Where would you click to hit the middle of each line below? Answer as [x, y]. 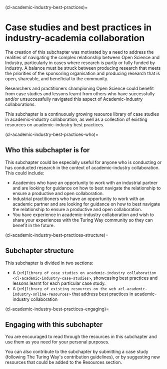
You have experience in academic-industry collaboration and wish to [83, 215]
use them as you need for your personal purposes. [57, 342]
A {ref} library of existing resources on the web [64, 288]
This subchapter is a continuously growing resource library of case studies [82, 114]
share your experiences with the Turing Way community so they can [82, 220]
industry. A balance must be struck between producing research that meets [83, 68]
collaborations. [20, 104]
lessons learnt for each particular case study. [59, 283]
